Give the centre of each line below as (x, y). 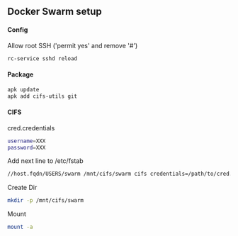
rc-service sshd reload (42, 58)
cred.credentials (31, 128)
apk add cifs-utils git (42, 96)
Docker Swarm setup (55, 12)
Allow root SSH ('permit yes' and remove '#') (73, 45)
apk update (23, 89)
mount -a (20, 227)
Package (21, 74)
